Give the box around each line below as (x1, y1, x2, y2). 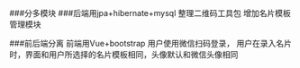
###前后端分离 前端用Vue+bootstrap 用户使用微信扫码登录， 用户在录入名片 (9, 38, 293, 48)
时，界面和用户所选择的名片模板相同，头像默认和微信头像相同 (9, 49, 239, 60)
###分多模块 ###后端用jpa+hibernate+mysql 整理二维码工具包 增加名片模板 (9, 8, 291, 18)
